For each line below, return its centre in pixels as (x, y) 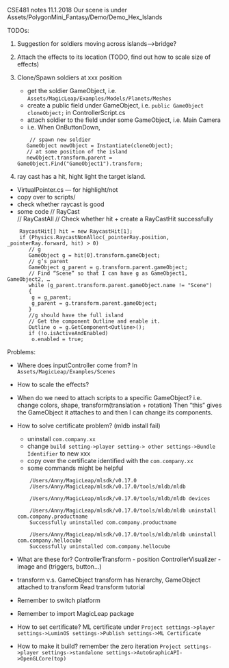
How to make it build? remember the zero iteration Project (99, 646)
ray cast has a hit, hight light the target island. (81, 176)
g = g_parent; (52, 297)
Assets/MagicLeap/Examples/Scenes (66, 372)
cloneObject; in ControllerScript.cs (76, 113)
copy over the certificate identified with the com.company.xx (110, 461)
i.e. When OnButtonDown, (64, 127)
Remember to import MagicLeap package (76, 614)
